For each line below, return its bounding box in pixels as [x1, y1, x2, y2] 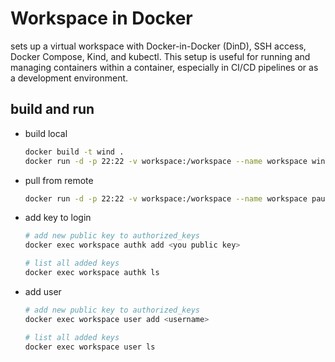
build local [24, 127, 68, 139]
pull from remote [24, 174, 94, 186]
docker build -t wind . [24, 147, 125, 157]
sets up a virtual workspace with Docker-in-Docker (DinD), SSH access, [10, 40, 307, 52]
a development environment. [10, 72, 129, 84]
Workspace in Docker [10, 7, 193, 30]
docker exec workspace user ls [24, 342, 156, 352]
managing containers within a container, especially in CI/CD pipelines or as [10, 61, 319, 73]
